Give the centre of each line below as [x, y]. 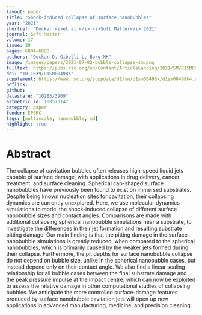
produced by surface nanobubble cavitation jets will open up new [87, 299]
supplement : [21, 79]
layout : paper [24, 12]
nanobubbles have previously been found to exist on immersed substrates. [99, 190]
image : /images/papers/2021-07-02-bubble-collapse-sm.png [80, 62]
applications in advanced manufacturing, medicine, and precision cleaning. [99, 305]
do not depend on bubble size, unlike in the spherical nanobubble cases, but [101, 261]
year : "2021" [23, 23]
